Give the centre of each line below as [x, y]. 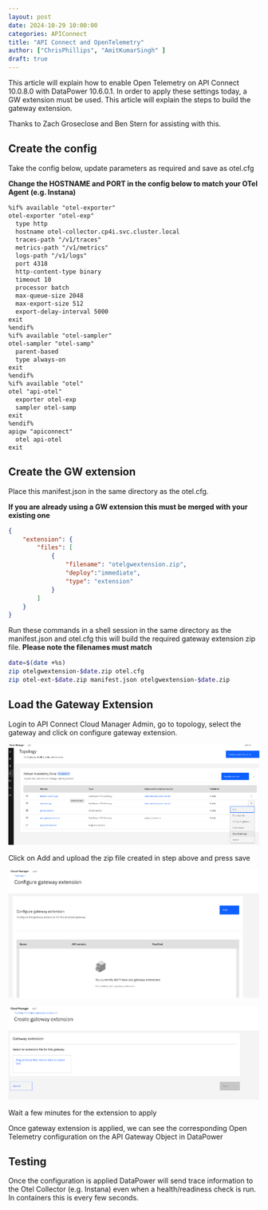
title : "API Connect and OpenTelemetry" [77, 42]
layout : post [30, 17]
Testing [28, 1162]
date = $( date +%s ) [37, 663]
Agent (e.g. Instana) [42, 192]
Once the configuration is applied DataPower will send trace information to [131, 1181]
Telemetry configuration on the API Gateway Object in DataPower [116, 1136]
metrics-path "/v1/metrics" [62, 248]
